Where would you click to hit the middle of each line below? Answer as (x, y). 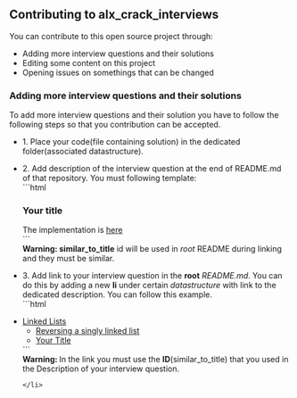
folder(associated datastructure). (83, 152)
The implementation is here (72, 230)
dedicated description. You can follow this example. (117, 294)
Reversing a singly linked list (87, 331)
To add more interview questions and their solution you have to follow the (144, 115)
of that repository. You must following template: (109, 178)
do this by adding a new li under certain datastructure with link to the (149, 286)
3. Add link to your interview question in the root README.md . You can (152, 276)
